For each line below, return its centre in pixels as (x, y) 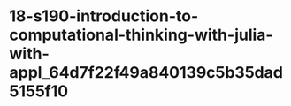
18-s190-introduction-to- (104, 16)
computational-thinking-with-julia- (141, 35)
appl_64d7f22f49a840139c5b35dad (146, 73)
